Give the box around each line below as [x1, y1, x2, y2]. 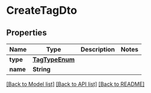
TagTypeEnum [32, 55, 75, 64]
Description [80, 46, 115, 53]
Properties [6, 28, 47, 38]
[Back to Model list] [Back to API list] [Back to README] [6, 80, 145, 88]
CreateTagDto [6, 4, 77, 17]
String [32, 65, 51, 73]
